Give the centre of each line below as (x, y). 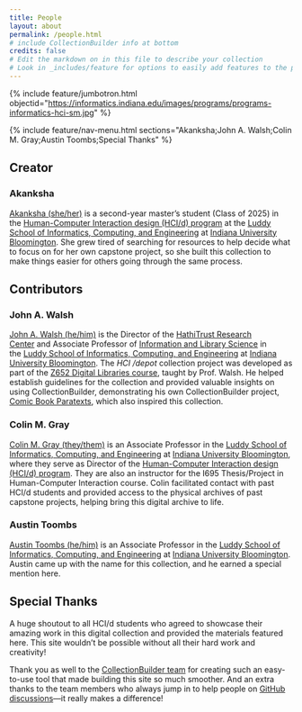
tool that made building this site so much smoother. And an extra (155, 679)
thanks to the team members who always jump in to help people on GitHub (147, 689)
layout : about (36, 26)
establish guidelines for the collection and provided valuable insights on (142, 383)
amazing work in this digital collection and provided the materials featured (146, 633)
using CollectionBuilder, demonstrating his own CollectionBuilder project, (145, 392)
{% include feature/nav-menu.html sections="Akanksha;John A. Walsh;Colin (151, 130)
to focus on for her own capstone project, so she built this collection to (140, 251)
